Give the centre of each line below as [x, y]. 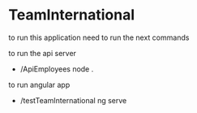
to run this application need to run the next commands [99, 37]
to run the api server [43, 53]
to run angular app [39, 85]
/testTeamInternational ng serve [73, 100]
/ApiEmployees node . [57, 69]
